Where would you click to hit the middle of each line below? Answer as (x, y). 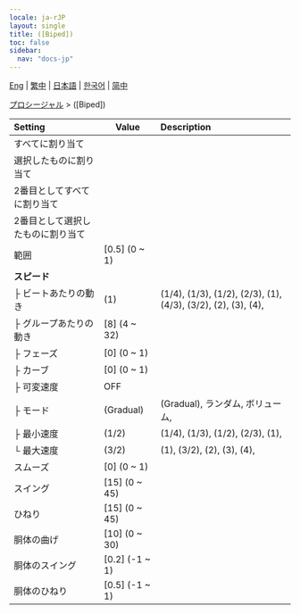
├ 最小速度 (36, 434)
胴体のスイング (46, 565)
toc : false (29, 42)
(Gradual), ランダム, (202, 404)
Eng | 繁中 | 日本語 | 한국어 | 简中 (69, 85)
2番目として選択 (48, 221)
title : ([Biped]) (42, 34)
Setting (29, 127)
